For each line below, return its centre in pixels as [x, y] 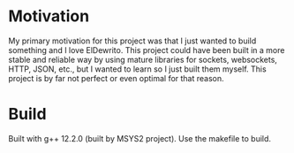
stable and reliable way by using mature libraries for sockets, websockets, [143, 59]
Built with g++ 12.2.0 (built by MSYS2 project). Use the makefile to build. [139, 138]
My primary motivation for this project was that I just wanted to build [132, 41]
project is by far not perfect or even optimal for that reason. [116, 78]
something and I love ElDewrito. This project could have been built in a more [147, 50]
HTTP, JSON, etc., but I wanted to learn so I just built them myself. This [137, 69]
